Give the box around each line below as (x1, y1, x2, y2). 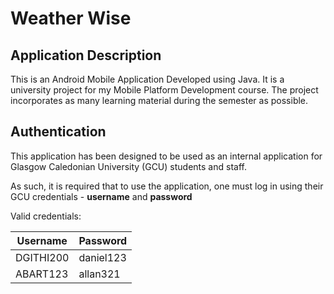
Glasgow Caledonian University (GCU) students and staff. (10, 160, 247, 172)
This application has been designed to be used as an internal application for (10, 150, 323, 162)
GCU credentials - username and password (10, 190, 193, 202)
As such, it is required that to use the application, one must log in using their (10, 180, 324, 192)
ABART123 (15, 267, 69, 281)
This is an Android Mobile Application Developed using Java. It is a (10, 73, 285, 85)
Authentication (10, 123, 107, 141)
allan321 (78, 267, 121, 281)
